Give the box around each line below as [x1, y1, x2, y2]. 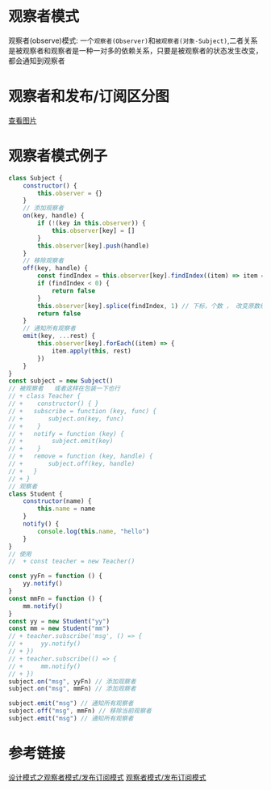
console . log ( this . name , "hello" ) [37, 527, 150, 535]
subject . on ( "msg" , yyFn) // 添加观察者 [8, 677, 136, 686]
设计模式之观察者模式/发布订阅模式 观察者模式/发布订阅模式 [8, 772, 207, 782]
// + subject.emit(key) [8, 437, 114, 446]
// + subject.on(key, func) [8, 414, 125, 423]
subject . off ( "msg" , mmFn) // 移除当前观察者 [8, 707, 152, 716]
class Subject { [8, 174, 63, 182]
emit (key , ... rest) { [23, 332, 95, 340]
